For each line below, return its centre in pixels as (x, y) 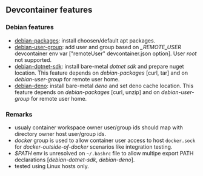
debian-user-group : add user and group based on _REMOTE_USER (98, 47)
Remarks (19, 114)
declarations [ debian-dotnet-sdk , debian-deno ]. (75, 160)
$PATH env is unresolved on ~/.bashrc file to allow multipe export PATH (104, 153)
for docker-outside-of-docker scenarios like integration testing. (93, 147)
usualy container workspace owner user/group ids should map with (98, 127)
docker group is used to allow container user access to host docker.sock (105, 140)
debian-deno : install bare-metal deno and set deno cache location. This (104, 86)
